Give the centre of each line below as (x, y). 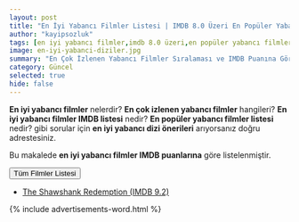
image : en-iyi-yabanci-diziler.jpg (75, 51)
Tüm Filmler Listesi (45, 173)
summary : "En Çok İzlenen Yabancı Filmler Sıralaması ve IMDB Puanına (143, 59)
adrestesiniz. (32, 137)
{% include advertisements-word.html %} (85, 209)
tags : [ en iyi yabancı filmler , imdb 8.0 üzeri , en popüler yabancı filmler (151, 42)
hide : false (31, 84)
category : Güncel (41, 68)
